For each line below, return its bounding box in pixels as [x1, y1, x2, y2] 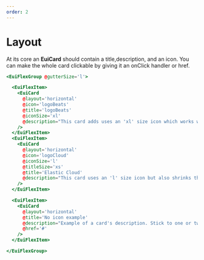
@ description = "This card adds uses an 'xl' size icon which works [22, 118, 194, 125]
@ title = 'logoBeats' [22, 107, 72, 113]
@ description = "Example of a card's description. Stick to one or [22, 220, 191, 226]
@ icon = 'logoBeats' [22, 102, 69, 108]
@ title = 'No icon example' [22, 214, 88, 220]
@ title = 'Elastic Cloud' [22, 169, 83, 175]
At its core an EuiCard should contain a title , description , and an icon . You [6, 55, 189, 63]
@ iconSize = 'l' [22, 158, 59, 164]
